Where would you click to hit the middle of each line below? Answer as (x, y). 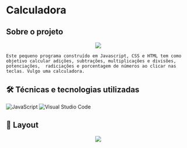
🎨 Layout (22, 125)
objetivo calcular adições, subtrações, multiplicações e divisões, (91, 61)
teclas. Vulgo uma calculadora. (45, 71)
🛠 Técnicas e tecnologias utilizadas (73, 90)
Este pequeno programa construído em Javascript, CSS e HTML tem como (94, 56)
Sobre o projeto (34, 32)
